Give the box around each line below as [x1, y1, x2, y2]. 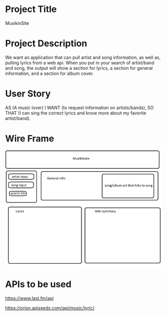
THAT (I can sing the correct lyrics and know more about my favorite [5, 110, 146, 116]
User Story [5, 88, 51, 99]
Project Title [5, 4, 57, 15]
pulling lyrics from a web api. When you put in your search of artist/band [5, 59, 154, 66]
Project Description [5, 38, 87, 49]
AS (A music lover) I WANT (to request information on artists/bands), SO [5, 104, 154, 111]
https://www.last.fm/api [5, 295, 54, 301]
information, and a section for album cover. [5, 70, 94, 76]
